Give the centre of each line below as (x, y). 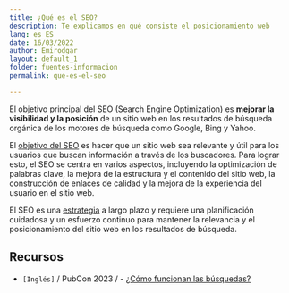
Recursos (37, 257)
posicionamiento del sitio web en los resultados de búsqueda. (123, 229)
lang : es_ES (31, 34)
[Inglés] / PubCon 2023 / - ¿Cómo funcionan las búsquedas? (136, 279)
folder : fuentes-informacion (64, 68)
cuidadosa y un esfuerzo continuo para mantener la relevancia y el (132, 219)
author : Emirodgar (43, 51)
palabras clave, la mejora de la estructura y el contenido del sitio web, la (142, 173)
